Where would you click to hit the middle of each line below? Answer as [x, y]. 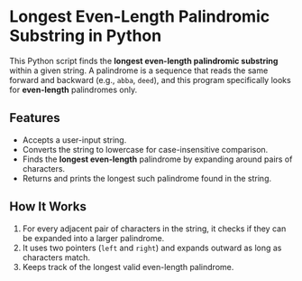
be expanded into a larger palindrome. [93, 238]
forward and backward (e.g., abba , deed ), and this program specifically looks [150, 80]
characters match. [56, 257]
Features [35, 118]
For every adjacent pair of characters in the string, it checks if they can [154, 229]
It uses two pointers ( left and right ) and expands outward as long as [152, 248]
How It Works [48, 206]
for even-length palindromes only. [73, 89]
